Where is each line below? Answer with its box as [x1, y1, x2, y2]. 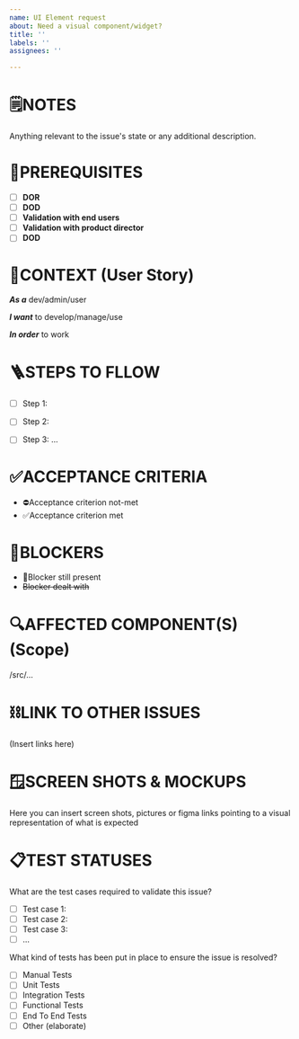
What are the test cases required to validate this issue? [9, 886, 213, 897]
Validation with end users [22, 212, 120, 223]
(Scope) [9, 640, 70, 661]
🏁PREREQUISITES [9, 163, 144, 182]
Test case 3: [22, 924, 68, 935]
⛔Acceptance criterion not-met [22, 497, 139, 508]
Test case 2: [22, 914, 68, 925]
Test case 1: [22, 904, 67, 914]
